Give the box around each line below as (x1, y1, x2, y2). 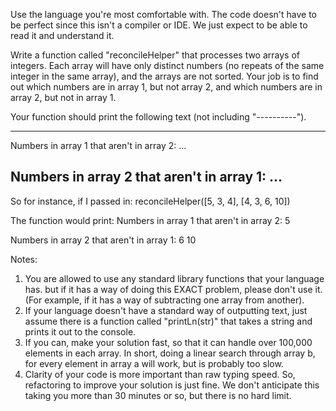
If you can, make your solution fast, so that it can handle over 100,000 (24, 336, 313, 348)
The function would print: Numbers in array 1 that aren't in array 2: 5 (10, 214, 291, 226)
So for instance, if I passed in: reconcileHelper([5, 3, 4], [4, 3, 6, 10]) (10, 195, 291, 207)
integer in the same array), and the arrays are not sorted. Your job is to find (10, 70, 319, 82)
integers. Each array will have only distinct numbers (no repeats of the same (10, 60, 325, 71)
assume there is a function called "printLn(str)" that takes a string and (24, 315, 313, 327)
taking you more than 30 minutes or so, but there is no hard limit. (24, 389, 292, 401)
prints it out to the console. (24, 325, 137, 338)
